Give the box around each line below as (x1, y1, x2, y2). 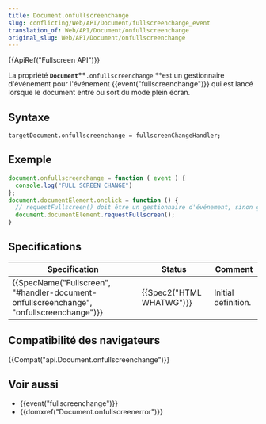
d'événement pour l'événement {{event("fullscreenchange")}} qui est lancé (8, 79, 253, 89)
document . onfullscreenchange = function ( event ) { (8, 174, 186, 182)
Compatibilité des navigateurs (8, 334, 161, 347)
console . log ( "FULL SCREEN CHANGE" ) (15, 181, 133, 189)
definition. (213, 296, 252, 307)
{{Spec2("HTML (141, 287, 202, 298)
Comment (215, 263, 253, 274)
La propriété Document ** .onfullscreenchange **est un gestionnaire (8, 71, 225, 80)
